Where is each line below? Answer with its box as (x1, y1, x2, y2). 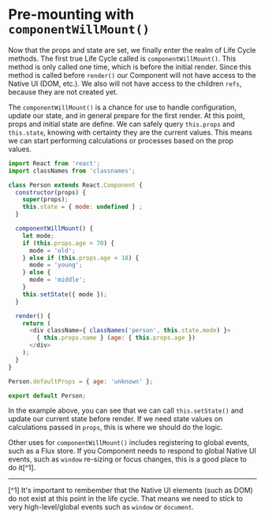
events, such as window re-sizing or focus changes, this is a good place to (8, 454, 247, 464)
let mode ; (22, 232, 55, 239)
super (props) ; (22, 195, 69, 204)
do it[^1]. (8, 463, 36, 473)
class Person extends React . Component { (8, 181, 144, 189)
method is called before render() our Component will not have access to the (8, 70, 256, 80)
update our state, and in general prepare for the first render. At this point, (8, 110, 245, 120)
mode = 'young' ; (28, 261, 83, 269)
